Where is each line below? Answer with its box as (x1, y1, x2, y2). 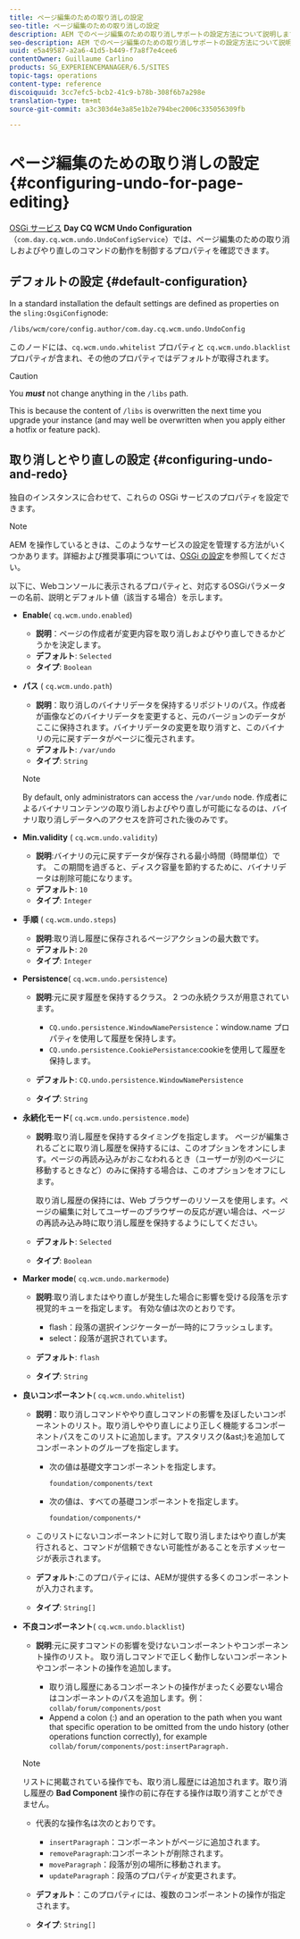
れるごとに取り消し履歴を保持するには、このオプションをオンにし (35, 1142, 279, 1153)
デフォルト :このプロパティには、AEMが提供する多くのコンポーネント (35, 1572, 290, 1582)
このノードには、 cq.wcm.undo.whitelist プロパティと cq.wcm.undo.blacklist (9, 341, 291, 352)
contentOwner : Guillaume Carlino (9, 55, 134, 63)
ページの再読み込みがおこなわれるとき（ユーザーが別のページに (50, 1154, 285, 1164)
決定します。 (59, 639, 106, 650)
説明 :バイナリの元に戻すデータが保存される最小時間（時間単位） (35, 850, 273, 860)
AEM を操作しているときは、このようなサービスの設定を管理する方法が (9, 539, 271, 550)
